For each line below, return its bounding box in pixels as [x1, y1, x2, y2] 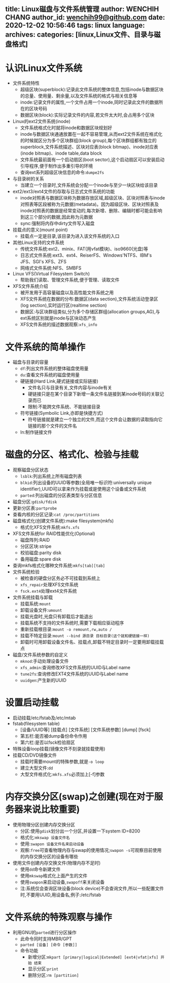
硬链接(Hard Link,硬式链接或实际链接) [20, 378, 98, 384]
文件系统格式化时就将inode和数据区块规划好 [20, 124, 113, 131]
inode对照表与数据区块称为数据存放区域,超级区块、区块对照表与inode [20, 195, 165, 201]
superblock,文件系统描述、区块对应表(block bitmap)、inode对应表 [20, 144, 158, 150]
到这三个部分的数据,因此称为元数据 [20, 214, 93, 220]
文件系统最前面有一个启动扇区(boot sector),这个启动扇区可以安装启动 [20, 157, 165, 163]
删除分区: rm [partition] [27, 972, 79, 978]
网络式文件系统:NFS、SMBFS [20, 265, 82, 271]
